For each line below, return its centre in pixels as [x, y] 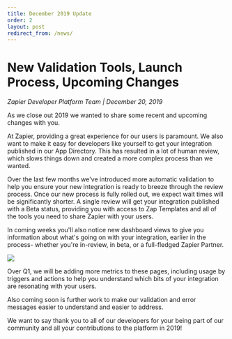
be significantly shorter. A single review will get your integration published [113, 202]
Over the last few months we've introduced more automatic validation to [111, 179]
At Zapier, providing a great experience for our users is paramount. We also [115, 136]
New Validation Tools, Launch [95, 68]
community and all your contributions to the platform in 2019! [95, 328]
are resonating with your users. [52, 286]
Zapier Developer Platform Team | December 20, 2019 [85, 102]
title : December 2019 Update [49, 14]
